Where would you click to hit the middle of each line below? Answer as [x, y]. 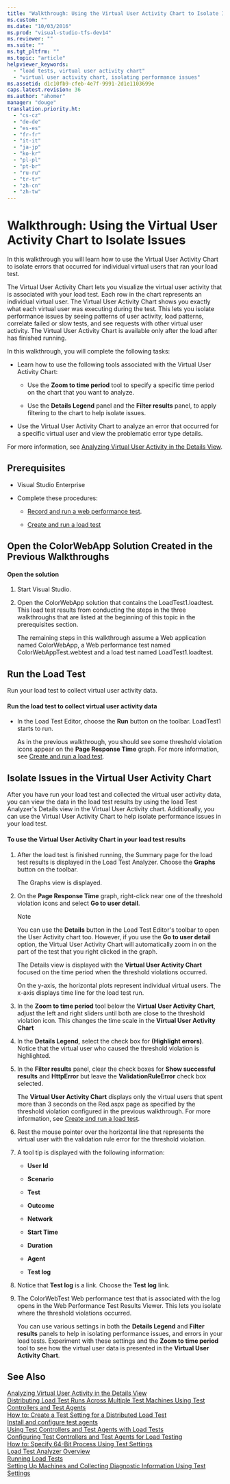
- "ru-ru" [27, 173]
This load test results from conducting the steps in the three [101, 610]
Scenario [40, 1178]
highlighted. [34, 1055]
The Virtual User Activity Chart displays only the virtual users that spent [120, 1096]
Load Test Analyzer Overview [49, 1451]
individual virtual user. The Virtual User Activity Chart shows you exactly [109, 301]
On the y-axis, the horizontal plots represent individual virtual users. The [119, 985]
